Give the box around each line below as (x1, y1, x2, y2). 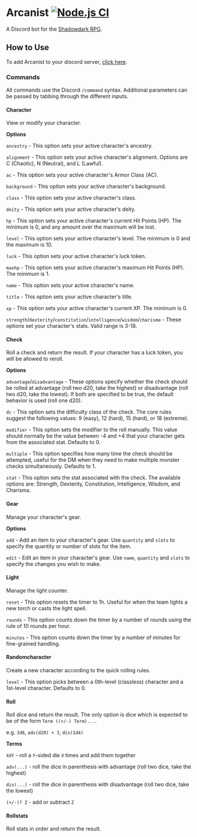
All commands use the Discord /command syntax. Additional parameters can (6, 86, 188, 94)
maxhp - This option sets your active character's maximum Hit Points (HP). (6, 264, 185, 271)
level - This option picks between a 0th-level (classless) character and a (6, 678, 184, 685)
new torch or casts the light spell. (6, 604, 87, 611)
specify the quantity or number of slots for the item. (6, 542, 132, 549)
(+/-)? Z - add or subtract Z (6, 799, 74, 806)
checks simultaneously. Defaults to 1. (6, 463, 96, 470)
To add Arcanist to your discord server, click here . (6, 58, 128, 65)
